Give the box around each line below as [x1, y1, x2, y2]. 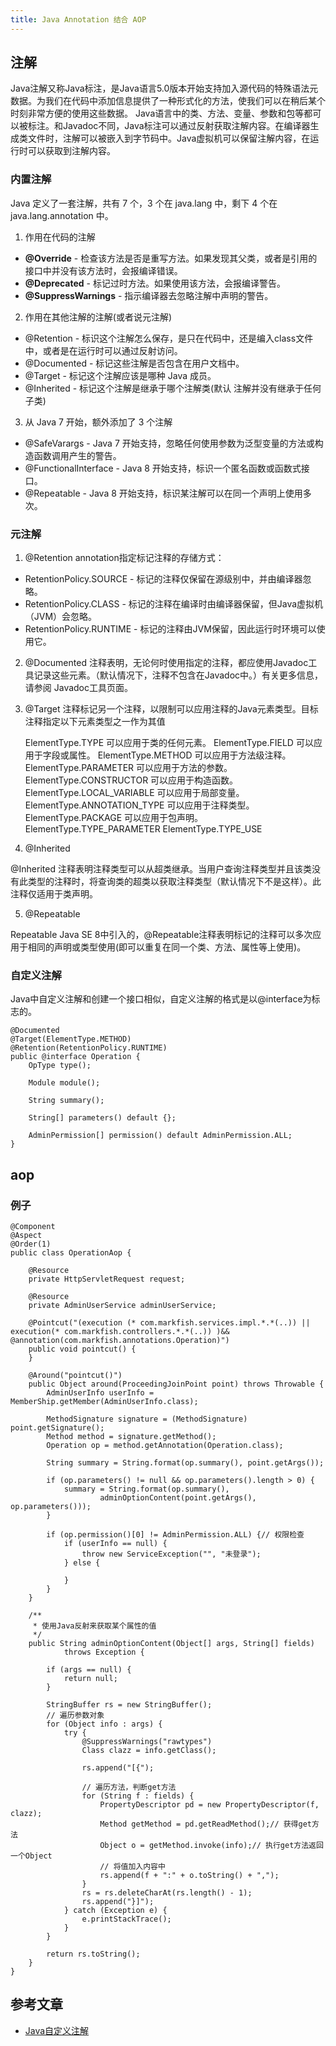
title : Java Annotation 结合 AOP [10, 14, 147, 25]
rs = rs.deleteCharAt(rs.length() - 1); [81, 1888, 253, 1898]
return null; [63, 1674, 118, 1684]
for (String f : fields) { [81, 1791, 195, 1801]
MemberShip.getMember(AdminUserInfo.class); [10, 1397, 199, 1407]
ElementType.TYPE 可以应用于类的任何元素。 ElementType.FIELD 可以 [24, 737, 314, 749]
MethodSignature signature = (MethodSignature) [46, 1414, 248, 1425]
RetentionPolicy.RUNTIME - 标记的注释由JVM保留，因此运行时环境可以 [24, 623, 317, 635]
